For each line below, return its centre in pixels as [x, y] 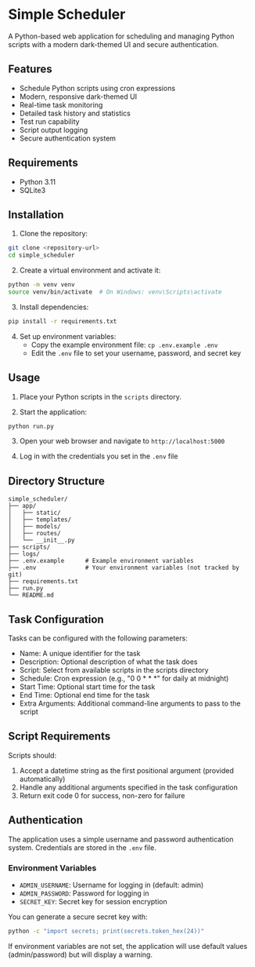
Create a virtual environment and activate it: [90, 270]
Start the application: [53, 412]
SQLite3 [32, 190]
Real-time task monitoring [61, 104]
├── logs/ [24, 554]
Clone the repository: [54, 234]
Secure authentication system [67, 138]
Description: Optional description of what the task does [108, 662]
